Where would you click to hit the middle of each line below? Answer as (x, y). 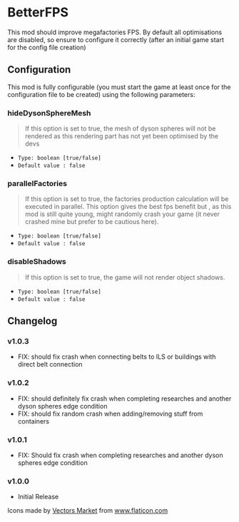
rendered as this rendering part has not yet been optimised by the (122, 136)
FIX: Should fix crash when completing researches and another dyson (120, 455)
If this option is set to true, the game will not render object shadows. (125, 277)
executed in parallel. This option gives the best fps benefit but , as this (128, 207)
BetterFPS (38, 12)
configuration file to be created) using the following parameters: (101, 94)
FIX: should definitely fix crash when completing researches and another (124, 398)
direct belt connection (50, 364)
